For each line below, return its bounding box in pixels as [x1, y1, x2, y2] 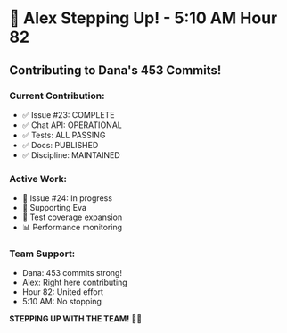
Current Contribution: [9, 89, 105, 102]
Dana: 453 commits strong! [21, 268, 123, 279]
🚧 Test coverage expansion [21, 212, 123, 222]
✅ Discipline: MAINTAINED [21, 149, 120, 160]
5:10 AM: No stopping [21, 296, 102, 307]
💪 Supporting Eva [21, 203, 87, 213]
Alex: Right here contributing [21, 277, 127, 288]
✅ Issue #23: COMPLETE [21, 109, 115, 120]
